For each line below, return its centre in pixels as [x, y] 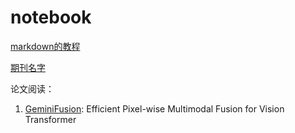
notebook [51, 17]
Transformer [50, 119]
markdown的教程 [45, 46]
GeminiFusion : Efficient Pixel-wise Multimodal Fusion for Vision [154, 108]
